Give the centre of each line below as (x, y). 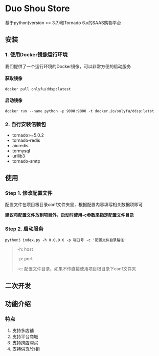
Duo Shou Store (37, 9)
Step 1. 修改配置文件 (29, 193)
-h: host (25, 249)
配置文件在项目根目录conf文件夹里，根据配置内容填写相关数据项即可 (74, 205)
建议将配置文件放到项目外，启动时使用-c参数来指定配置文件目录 (69, 215)
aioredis (20, 146)
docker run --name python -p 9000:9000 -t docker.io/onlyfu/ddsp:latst (79, 111)
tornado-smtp (26, 161)
